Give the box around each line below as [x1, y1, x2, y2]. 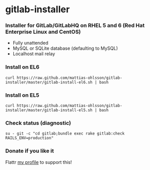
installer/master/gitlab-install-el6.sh [5, 79, 93, 85]
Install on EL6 [5, 63, 40, 71]
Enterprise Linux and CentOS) [5, 28, 81, 35]
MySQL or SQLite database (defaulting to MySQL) [12, 45, 118, 52]
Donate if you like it [5, 147, 54, 155]
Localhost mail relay [12, 51, 55, 57]
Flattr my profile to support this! [5, 159, 72, 165]
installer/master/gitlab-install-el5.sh [5, 108, 93, 113]
